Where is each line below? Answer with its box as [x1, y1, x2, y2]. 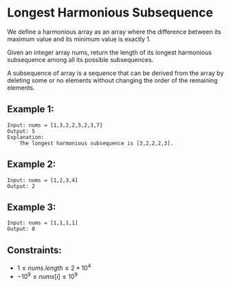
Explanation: [7, 134, 45, 140]
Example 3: [7, 201, 56, 213]
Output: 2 [7, 182, 36, 190]
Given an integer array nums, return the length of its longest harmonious [7, 48, 212, 56]
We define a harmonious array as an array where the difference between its [7, 28, 221, 36]
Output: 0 [7, 226, 36, 233]
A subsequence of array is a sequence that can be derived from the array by [7, 69, 224, 77]
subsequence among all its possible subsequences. [7, 55, 154, 63]
